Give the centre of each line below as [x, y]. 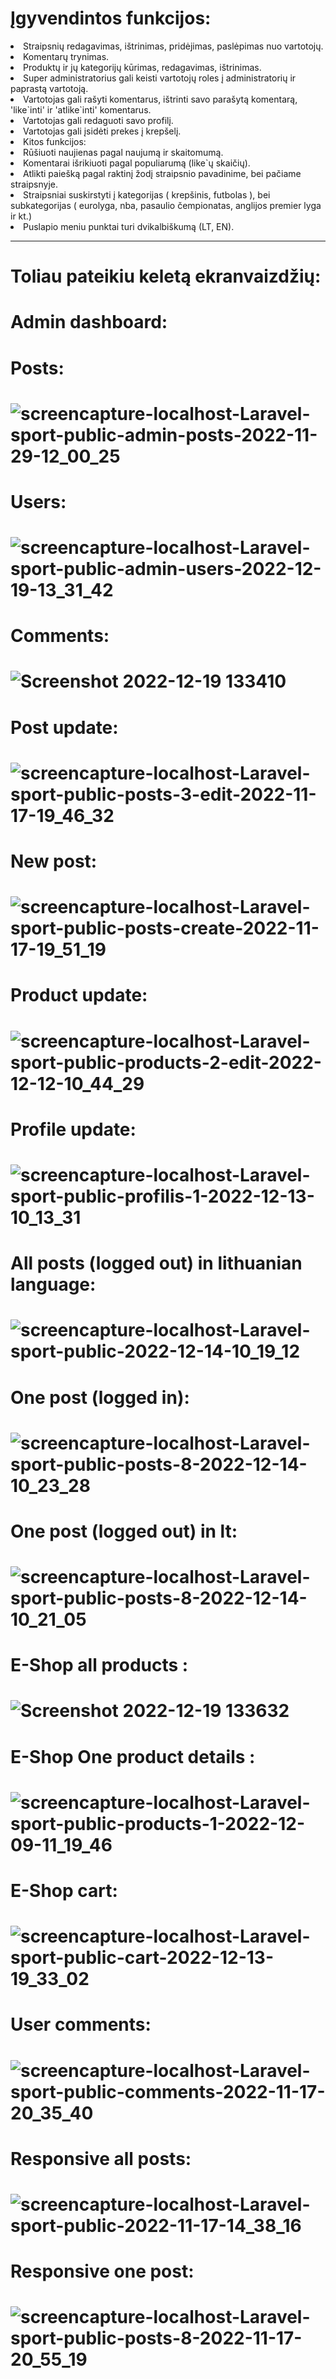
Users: [38, 501]
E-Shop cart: [64, 1891]
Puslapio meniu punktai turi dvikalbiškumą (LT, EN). [129, 226]
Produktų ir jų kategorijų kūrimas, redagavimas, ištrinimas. [142, 67]
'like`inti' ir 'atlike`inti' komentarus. [81, 109]
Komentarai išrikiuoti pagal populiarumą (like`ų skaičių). [137, 163]
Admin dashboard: [89, 322]
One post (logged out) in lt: [124, 1531]
